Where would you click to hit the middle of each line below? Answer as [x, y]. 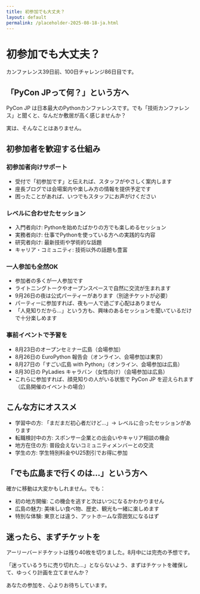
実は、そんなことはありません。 [45, 128]
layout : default [26, 17]
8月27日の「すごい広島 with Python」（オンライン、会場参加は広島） [99, 364]
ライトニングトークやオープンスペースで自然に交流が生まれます [93, 288]
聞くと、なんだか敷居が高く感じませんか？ [74, 116]
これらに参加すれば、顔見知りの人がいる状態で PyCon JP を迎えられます [104, 379]
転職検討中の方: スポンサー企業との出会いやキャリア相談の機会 [92, 438]
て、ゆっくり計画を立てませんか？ [48, 573]
